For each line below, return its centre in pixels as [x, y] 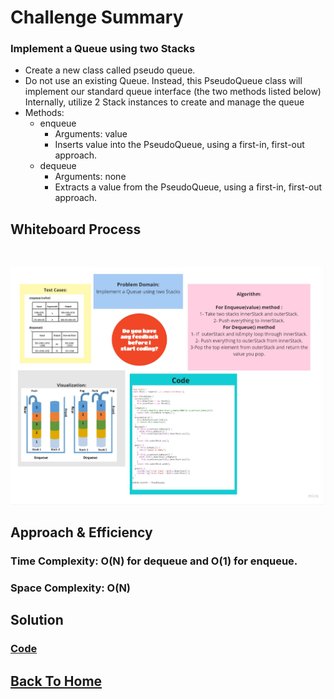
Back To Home [56, 681]
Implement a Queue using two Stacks [103, 49]
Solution [37, 620]
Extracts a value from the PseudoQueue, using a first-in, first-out [188, 187]
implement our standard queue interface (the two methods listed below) [173, 92]
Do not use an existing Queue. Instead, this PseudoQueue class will [163, 81]
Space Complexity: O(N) [71, 588]
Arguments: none [90, 177]
